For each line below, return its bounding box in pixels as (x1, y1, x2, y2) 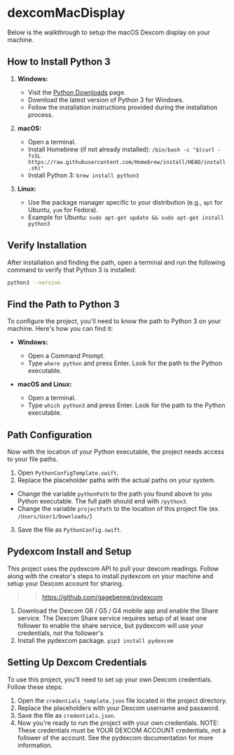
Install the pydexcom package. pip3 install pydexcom (17, 636, 174, 644)
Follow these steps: (7, 682, 63, 691)
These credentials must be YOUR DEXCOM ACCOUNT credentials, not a (17, 726, 226, 734)
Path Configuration (7, 429, 92, 441)
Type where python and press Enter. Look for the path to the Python (27, 359, 223, 367)
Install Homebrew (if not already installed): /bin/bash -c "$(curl (27, 145, 215, 154)
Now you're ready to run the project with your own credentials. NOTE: (17, 719, 219, 727)
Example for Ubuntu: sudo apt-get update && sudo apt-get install (27, 212, 224, 222)
